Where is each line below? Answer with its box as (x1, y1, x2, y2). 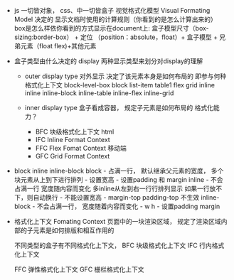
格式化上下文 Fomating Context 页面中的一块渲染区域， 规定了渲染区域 (14, 217, 222, 225)
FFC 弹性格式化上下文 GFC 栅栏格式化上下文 (14, 265, 144, 274)
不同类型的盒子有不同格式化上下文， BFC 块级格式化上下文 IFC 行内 (14, 241, 212, 249)
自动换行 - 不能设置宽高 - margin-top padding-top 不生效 (33, 193, 200, 201)
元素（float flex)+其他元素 (20, 42, 97, 50)
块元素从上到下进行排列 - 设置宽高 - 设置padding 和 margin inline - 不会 (14, 176, 223, 183)
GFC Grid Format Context (35, 152, 110, 160)
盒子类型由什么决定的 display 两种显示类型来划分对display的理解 (14, 57, 203, 65)
